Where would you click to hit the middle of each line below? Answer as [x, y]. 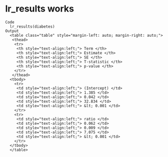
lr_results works [40, 9]
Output [12, 31]
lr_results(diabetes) [32, 26]
